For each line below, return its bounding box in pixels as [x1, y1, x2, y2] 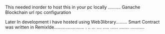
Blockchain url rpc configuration [5, 9, 71, 15]
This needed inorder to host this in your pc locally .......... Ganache [5, 4, 141, 10]
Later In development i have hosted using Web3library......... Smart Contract [5, 19, 160, 25]
